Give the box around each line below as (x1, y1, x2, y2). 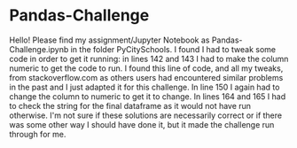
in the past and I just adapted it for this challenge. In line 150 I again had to (9, 82, 280, 92)
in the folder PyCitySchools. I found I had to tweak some (70, 43, 277, 54)
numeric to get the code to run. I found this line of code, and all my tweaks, (9, 63, 284, 74)
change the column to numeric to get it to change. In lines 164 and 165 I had (9, 90, 286, 102)
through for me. (9, 129, 66, 139)
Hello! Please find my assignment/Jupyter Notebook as (9, 35, 210, 45)
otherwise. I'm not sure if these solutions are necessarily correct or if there (9, 110, 282, 121)
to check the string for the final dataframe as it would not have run (9, 100, 251, 111)
